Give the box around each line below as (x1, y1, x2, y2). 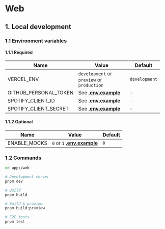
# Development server (5, 174, 50, 179)
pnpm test (5, 219, 26, 224)
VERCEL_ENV (7, 76, 39, 83)
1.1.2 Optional (5, 119, 33, 125)
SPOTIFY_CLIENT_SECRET (7, 105, 69, 112)
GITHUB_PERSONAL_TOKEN (7, 89, 74, 96)
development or (78, 70, 112, 77)
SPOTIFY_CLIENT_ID (7, 97, 55, 104)
